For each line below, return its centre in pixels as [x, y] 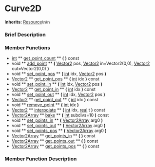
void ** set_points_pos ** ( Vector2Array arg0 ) [59, 131]
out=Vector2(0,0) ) [30, 69]
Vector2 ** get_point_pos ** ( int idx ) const [55, 79]
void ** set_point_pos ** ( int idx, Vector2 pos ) [59, 74]
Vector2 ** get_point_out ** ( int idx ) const [55, 100]
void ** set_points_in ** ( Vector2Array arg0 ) [57, 120]
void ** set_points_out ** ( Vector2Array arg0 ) [58, 126]
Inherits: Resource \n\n [27, 22]
